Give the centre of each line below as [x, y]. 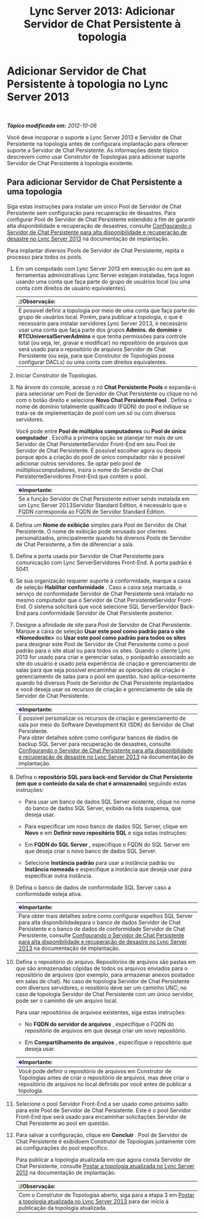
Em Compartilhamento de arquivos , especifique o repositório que [108, 1042]
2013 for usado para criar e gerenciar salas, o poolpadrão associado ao [105, 657]
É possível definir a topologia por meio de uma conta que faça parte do [107, 310]
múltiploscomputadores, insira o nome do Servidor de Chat [89, 470]
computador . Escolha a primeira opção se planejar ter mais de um [99, 438]
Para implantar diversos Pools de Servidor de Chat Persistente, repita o [96, 250]
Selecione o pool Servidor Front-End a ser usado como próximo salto [102, 1104]
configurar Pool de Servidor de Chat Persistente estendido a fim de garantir [101, 219]
